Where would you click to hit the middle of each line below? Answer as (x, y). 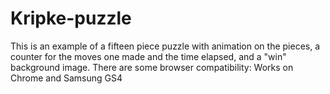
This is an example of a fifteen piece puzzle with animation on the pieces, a (165, 46)
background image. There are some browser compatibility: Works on (152, 67)
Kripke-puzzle (71, 18)
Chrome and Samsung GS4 (66, 78)
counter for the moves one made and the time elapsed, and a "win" (148, 56)
